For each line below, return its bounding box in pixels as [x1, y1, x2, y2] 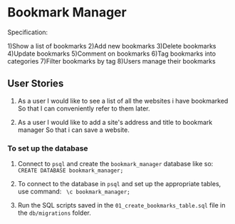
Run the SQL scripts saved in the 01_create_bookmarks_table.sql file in [17, 201, 226, 210]
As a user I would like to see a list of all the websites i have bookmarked [17, 96, 229, 105]
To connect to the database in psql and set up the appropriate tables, [17, 180, 221, 188]
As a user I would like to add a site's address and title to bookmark [17, 118, 213, 126]
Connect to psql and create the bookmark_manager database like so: [17, 160, 214, 168]
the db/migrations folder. [17, 208, 91, 218]
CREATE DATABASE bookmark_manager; [17, 167, 124, 175]
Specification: [7, 28, 48, 36]
